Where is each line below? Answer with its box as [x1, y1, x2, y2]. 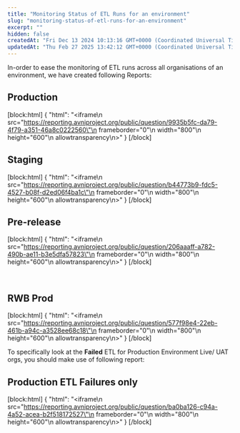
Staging [7, 154, 44, 166]
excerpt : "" [7, 24, 43, 31]
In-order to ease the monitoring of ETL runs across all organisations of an [7, 63, 224, 71]
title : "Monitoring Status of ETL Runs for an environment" [7, 10, 191, 18]
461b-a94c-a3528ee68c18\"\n [7, 326, 97, 335]
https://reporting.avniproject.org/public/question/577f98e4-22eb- [24, 319, 218, 327]
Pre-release [7, 216, 61, 228]
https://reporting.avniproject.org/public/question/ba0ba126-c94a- [24, 402, 218, 411]
